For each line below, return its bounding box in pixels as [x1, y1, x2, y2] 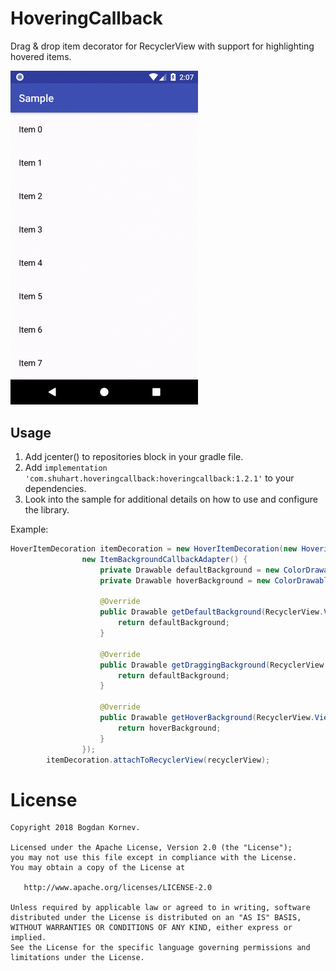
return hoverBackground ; [117, 723, 222, 733]
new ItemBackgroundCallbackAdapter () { [81, 554, 248, 564]
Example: [10, 523, 49, 535]
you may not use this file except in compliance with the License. [10, 853, 298, 863]
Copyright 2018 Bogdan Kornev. [10, 823, 141, 833]
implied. [10, 933, 47, 943]
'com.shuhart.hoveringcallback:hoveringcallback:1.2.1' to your [24, 472, 295, 484]
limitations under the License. [10, 953, 145, 963]
